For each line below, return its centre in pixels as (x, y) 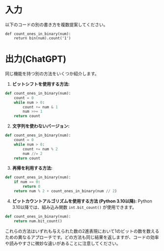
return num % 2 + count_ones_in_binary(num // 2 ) (66, 191)
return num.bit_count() (38, 221)
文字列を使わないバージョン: (41, 126)
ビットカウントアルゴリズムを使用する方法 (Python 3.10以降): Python (82, 201)
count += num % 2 (40, 149)
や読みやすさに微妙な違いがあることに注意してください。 (63, 243)
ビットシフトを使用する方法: (41, 84)
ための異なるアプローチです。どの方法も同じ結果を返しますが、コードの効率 (82, 237)
